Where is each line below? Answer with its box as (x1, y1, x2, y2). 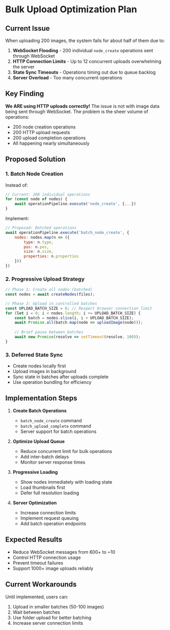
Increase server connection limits (12, 620, 83, 626)
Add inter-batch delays (20, 453, 69, 460)
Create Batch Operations (12, 407, 67, 414)
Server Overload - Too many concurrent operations (12, 75, 123, 80)
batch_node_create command (20, 417, 82, 423)
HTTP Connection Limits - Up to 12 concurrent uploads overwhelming (12, 58, 162, 64)
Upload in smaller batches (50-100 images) (12, 603, 104, 610)
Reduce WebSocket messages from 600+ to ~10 (12, 549, 116, 555)
